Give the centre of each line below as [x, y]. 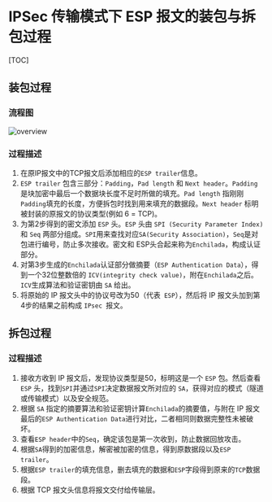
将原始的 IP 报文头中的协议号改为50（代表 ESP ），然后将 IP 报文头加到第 [140, 295]
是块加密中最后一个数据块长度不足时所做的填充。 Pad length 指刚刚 [132, 193]
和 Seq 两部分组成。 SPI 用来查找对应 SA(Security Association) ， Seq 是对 [139, 234]
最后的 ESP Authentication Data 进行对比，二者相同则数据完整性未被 [133, 418]
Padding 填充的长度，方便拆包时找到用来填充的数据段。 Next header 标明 [139, 203]
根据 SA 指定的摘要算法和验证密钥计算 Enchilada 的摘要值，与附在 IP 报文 [140, 408]
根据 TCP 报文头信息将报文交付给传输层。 [90, 490]
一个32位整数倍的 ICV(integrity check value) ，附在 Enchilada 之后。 [142, 274]
